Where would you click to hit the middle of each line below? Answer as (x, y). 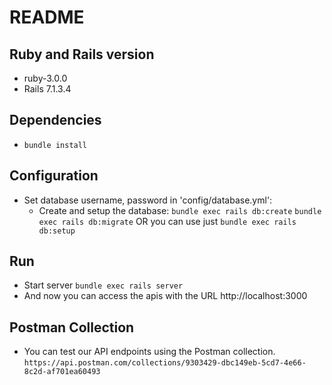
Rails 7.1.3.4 (47, 89)
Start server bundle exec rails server (103, 285)
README (47, 17)
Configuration (54, 176)
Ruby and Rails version (82, 54)
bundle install (55, 145)
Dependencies (55, 120)
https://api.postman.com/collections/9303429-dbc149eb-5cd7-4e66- (165, 363)
